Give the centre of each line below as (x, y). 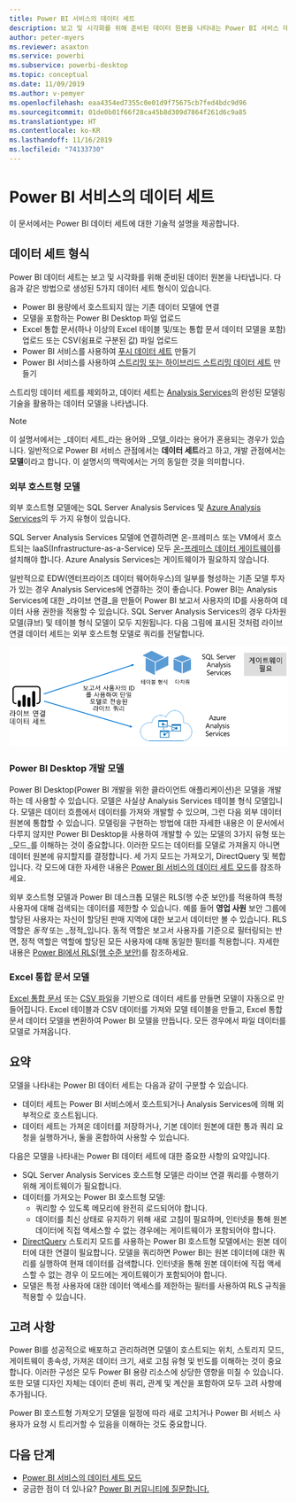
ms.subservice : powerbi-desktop (68, 66)
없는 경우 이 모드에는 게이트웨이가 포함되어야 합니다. (138, 1274)
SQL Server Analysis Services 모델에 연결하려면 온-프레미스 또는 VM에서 (137, 537)
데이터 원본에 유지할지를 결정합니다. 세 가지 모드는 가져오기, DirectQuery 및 (140, 856)
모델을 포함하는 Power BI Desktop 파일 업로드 (102, 318)
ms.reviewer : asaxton (49, 47)
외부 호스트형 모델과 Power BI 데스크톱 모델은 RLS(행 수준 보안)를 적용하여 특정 (146, 897)
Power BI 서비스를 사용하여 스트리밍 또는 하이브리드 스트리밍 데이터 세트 (147, 362)
